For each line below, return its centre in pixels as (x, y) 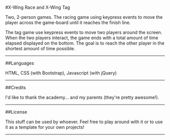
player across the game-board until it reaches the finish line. (68, 23)
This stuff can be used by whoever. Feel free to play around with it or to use (84, 122)
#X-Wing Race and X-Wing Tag (38, 7)
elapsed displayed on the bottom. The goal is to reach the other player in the (85, 43)
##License (16, 112)
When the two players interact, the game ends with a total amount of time (82, 38)
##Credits (16, 87)
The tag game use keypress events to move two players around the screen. (84, 32)
